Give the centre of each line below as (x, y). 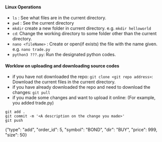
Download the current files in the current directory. (64, 82)
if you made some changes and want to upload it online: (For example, (84, 98)
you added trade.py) (33, 103)
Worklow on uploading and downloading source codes (62, 66)
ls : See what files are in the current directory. (59, 18)
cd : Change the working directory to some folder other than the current (84, 34)
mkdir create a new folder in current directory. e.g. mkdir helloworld (82, 28)
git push (14, 121)
